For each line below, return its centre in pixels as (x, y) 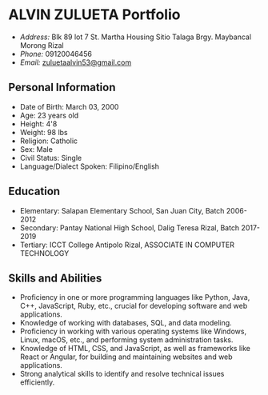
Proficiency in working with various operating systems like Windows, (133, 331)
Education (34, 192)
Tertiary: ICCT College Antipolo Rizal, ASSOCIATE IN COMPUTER (127, 245)
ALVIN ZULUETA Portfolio (94, 15)
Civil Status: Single (51, 158)
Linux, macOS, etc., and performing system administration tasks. (126, 340)
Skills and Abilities (55, 278)
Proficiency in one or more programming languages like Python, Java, (135, 297)
